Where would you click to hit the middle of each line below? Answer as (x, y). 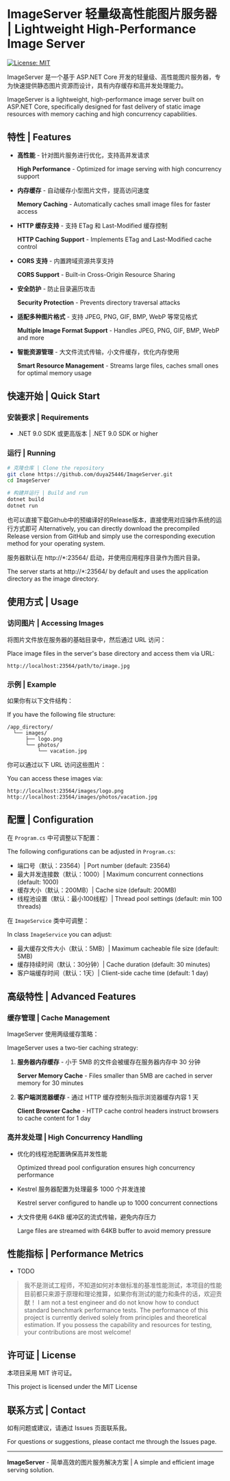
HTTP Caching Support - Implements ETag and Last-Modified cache (114, 239)
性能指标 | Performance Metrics (75, 1254)
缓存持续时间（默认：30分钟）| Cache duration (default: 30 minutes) (114, 964)
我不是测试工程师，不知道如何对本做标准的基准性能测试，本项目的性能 (123, 1285)
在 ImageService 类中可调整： (48, 920)
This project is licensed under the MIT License (73, 1387)
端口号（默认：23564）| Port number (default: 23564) (93, 865)
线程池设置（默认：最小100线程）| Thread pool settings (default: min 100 (119, 898)
